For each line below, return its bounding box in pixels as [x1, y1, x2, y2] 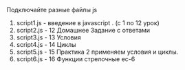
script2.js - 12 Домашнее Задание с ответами [16, 27, 151, 34]
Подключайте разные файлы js [6, 6, 98, 14]
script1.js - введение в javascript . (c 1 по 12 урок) [16, 19, 160, 27]
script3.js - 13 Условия [16, 33, 81, 41]
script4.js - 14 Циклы [16, 41, 76, 48]
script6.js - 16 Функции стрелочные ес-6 [16, 55, 135, 63]
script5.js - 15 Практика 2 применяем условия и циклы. [16, 48, 179, 56]
